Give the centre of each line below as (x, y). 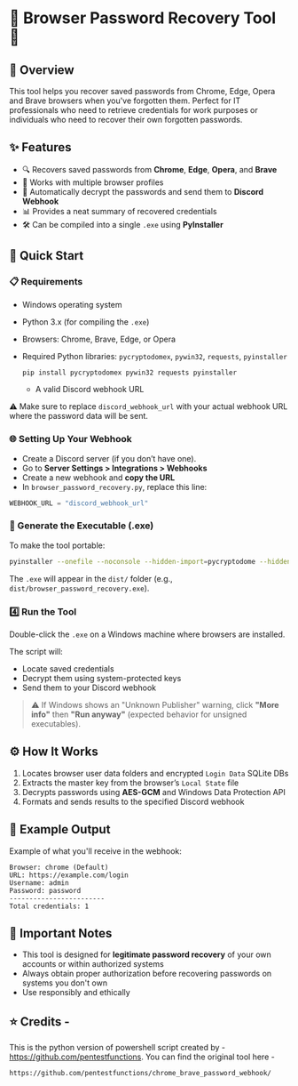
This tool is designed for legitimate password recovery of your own (147, 954)
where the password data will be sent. (79, 416)
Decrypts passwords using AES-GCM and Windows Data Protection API (153, 792)
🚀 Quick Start (47, 256)
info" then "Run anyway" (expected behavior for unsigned (139, 714)
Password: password (45, 890)
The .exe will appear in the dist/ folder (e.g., (91, 578)
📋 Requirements (46, 282)
